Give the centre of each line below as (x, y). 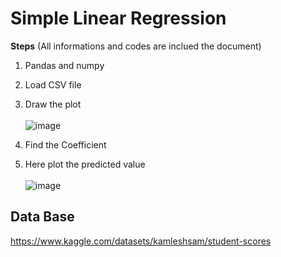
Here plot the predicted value (85, 164)
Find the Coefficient (65, 144)
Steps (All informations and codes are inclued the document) (136, 46)
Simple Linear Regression (118, 18)
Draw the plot (53, 104)
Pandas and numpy (64, 65)
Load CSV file (53, 84)
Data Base (42, 217)
